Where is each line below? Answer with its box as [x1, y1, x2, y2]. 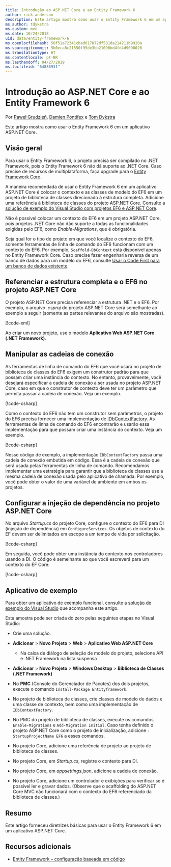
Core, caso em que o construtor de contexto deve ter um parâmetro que [5, 385, 157, 391]
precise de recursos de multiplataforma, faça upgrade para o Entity [5, 168, 147, 174]
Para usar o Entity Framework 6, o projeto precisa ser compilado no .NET [5, 157, 158, 164]
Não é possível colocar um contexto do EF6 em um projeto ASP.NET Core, [5, 215, 161, 221]
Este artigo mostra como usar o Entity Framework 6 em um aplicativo [5, 124, 150, 130]
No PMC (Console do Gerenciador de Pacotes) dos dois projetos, [12, 681, 150, 687]
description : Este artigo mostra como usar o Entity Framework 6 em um [5, 17, 160, 22]
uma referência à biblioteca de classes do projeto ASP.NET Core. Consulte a [5, 200, 165, 206]
